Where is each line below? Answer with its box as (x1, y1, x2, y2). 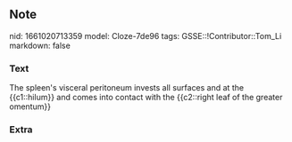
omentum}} (9, 101, 52, 112)
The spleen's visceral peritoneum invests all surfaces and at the (9, 83, 244, 93)
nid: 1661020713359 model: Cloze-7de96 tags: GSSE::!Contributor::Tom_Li (9, 30, 282, 41)
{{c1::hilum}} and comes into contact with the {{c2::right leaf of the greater (9, 92, 283, 103)
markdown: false (9, 40, 71, 51)
